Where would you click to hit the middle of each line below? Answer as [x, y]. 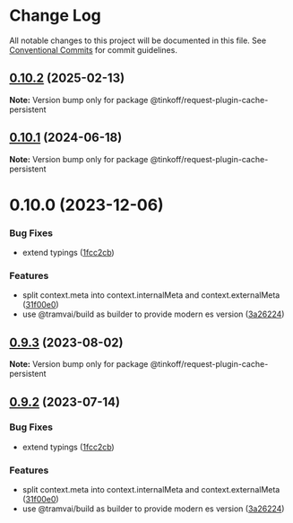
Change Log [55, 16]
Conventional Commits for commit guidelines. [93, 49]
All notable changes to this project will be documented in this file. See [138, 40]
